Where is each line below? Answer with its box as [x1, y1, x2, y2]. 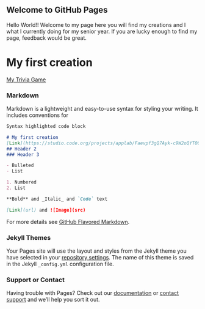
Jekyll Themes [6, 233, 51, 242]
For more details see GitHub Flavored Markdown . [6, 218, 130, 225]
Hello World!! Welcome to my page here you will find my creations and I [6, 21, 186, 28]
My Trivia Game [6, 76, 46, 83]
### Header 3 [6, 151, 40, 158]
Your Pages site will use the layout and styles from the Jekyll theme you [6, 247, 187, 255]
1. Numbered [6, 179, 37, 185]
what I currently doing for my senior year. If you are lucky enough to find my [6, 28, 198, 35]
